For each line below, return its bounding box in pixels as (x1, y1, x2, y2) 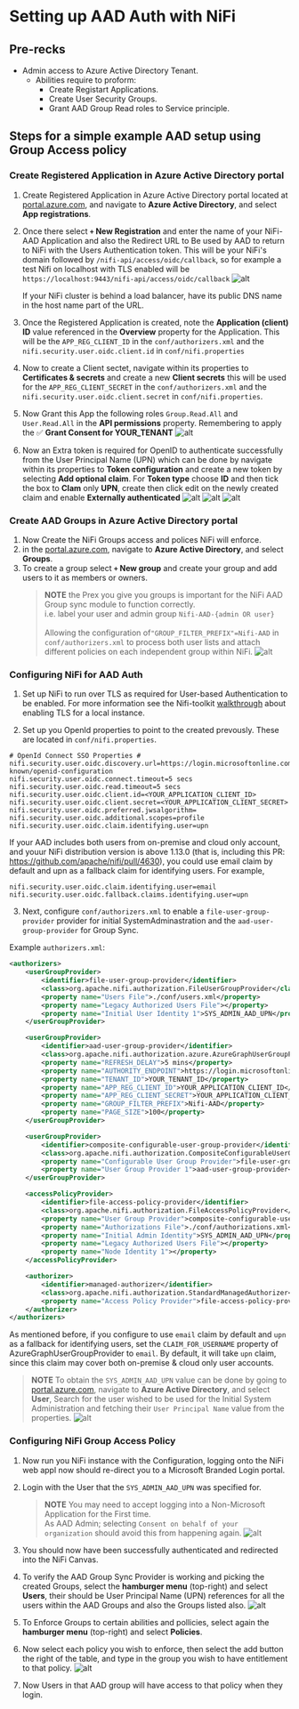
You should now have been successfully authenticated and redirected (21, 1544, 279, 1555)
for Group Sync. (79, 925, 140, 936)
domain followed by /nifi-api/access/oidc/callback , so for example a (21, 254, 282, 264)
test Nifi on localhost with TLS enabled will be (21, 263, 190, 274)
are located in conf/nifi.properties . (21, 734, 158, 745)
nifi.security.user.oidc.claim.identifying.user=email (9, 883, 217, 891)
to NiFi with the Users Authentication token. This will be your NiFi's (21, 245, 267, 255)
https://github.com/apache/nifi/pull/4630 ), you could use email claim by (9, 856, 273, 867)
